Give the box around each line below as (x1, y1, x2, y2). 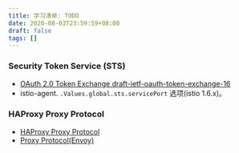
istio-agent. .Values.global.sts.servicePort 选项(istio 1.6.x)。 (19, 88, 227, 98)
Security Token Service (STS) (8, 61, 126, 72)
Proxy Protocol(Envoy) (19, 135, 95, 145)
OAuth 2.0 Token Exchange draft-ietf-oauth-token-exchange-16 (19, 79, 231, 88)
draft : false (8, 26, 52, 34)
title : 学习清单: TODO (8, 11, 79, 20)
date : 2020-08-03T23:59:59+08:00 (8, 19, 120, 27)
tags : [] (8, 34, 38, 42)
